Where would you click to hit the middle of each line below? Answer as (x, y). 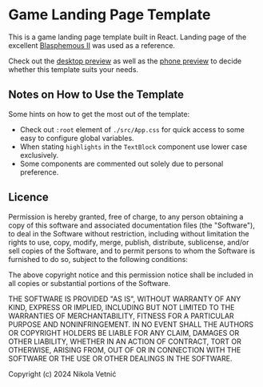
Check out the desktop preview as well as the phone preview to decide (125, 61)
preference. (39, 172)
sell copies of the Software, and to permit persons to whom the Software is (132, 251)
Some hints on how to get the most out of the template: (99, 114)
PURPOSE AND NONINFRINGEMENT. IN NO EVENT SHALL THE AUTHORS (131, 324)
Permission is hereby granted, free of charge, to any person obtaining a (126, 216)
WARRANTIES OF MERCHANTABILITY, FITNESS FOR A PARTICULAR (121, 316)
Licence (29, 198)
